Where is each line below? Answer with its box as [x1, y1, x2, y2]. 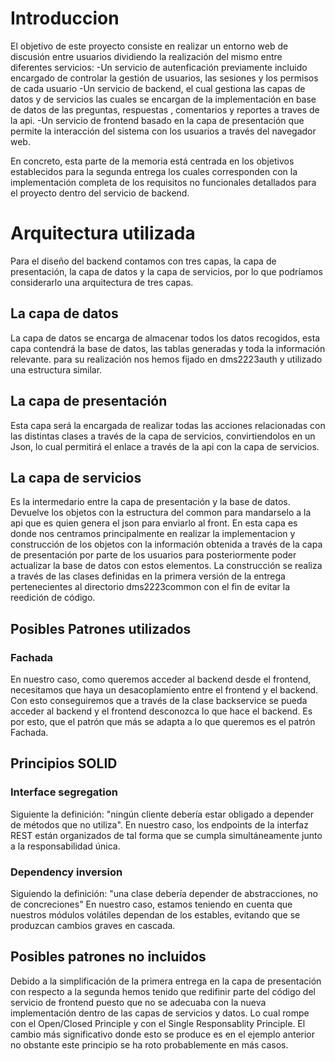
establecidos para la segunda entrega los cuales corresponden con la [10, 165, 298, 177]
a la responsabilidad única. [10, 840, 121, 852]
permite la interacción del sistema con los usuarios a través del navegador [10, 125, 317, 137]
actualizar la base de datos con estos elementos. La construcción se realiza [10, 560, 323, 572]
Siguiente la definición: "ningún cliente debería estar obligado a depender [10, 808, 315, 820]
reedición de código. [10, 592, 96, 604]
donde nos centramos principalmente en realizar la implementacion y [10, 528, 296, 540]
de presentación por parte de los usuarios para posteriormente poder [10, 549, 297, 561]
